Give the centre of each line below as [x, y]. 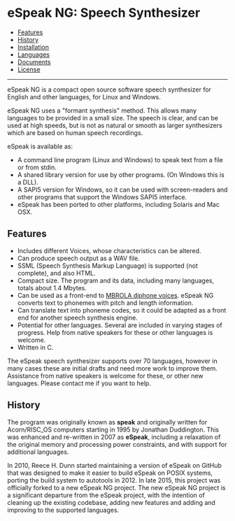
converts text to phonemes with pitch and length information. [105, 303]
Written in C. [35, 347]
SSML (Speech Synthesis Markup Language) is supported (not [107, 265]
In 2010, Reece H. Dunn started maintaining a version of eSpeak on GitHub [115, 465]
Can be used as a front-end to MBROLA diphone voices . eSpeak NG [115, 295]
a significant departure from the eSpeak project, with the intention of [106, 495]
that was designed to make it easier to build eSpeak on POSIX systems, [110, 473]
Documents [34, 62]
